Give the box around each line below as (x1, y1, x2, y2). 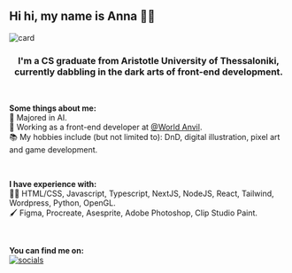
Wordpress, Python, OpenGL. (9, 198, 117, 208)
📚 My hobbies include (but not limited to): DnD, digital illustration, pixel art (9, 132, 280, 143)
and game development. (9, 144, 98, 155)
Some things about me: (9, 103, 97, 113)
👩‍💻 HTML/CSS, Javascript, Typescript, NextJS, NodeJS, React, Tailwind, (9, 188, 274, 199)
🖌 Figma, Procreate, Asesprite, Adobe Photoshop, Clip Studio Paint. (9, 207, 258, 218)
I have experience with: (9, 179, 97, 190)
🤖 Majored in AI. (9, 113, 68, 123)
